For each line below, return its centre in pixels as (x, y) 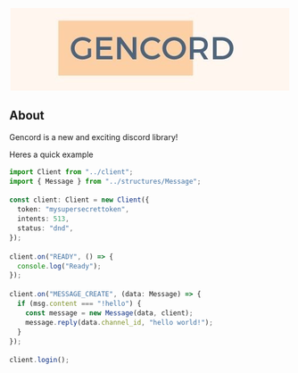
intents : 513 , (43, 219)
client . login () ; (39, 361)
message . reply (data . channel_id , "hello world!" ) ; (120, 322)
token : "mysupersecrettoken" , (73, 210)
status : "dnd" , (46, 228)
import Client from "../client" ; (71, 172)
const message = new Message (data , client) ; (109, 313)
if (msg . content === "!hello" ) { (79, 304)
